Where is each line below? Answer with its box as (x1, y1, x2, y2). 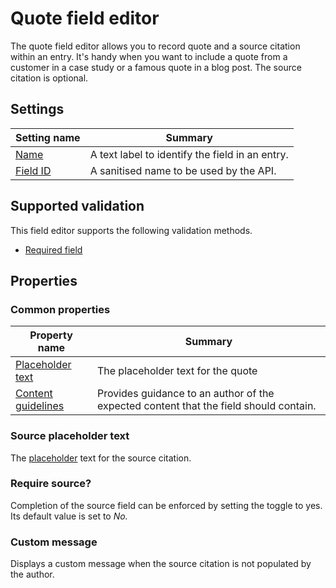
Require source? (10, 477, 92, 491)
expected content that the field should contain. (96, 399, 317, 413)
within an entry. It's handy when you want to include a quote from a (10, 50, 288, 62)
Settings (10, 101, 65, 118)
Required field (24, 243, 83, 256)
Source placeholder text (10, 429, 130, 443)
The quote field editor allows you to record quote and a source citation (10, 40, 301, 52)
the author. (10, 568, 55, 581)
